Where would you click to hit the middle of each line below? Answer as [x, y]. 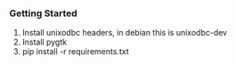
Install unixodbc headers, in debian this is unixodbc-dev [125, 33]
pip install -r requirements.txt [75, 52]
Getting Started [43, 13]
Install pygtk [45, 42]
